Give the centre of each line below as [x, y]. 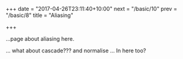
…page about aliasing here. [40, 39]
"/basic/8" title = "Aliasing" [40, 15]
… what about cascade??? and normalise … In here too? [76, 50]
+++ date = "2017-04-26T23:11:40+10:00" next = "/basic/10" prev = [91, 9]
